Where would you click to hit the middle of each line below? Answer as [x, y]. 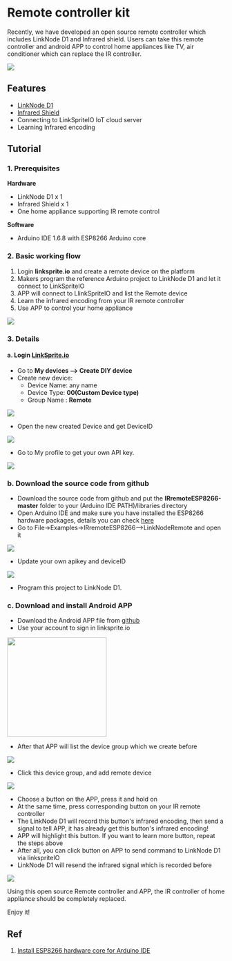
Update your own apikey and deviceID [71, 561]
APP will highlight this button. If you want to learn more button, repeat [116, 836]
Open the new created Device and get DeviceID [85, 426]
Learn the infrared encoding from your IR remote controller [101, 300]
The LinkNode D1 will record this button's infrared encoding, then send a [120, 821]
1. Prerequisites [33, 168]
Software [21, 225]
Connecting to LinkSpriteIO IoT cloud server [79, 119]
